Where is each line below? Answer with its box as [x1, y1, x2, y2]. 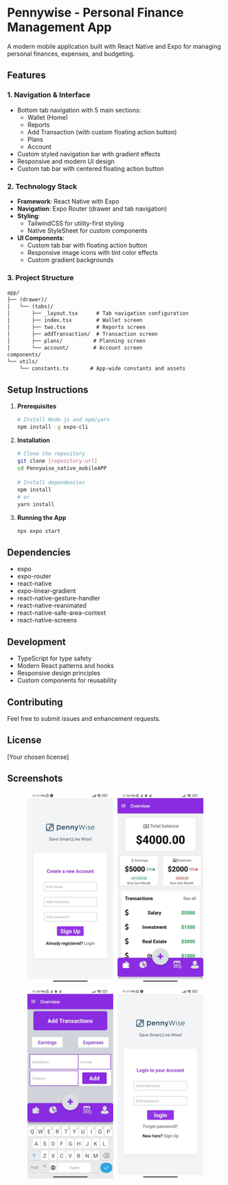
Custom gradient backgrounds [27, 255, 114, 264]
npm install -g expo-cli [16, 423, 89, 430]
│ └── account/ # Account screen [7, 344, 143, 352]
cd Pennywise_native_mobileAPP [16, 465, 107, 472]
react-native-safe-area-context [16, 609, 106, 617]
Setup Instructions [7, 384, 89, 395]
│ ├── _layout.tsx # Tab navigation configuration [7, 310, 189, 317]
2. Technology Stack [7, 181, 78, 191]
